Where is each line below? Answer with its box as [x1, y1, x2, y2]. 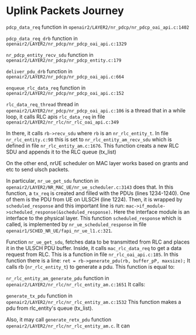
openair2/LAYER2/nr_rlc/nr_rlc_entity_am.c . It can [6, 322, 130, 329]
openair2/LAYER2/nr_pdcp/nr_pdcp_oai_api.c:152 [6, 90, 125, 96]
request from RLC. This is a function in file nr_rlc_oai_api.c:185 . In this [6, 251, 178, 258]
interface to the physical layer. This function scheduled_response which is [6, 214, 182, 221]
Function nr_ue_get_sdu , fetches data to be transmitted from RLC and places [6, 238, 190, 245]
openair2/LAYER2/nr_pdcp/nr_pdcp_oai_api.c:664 [6, 74, 125, 80]
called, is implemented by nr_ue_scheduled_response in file [6, 221, 147, 228]
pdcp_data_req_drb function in [6, 35, 78, 42]
